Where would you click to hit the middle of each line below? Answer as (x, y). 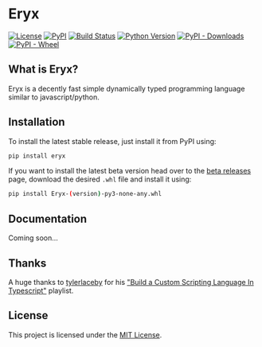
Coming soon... (33, 238)
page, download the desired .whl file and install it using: (100, 179)
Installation (37, 122)
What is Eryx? (43, 70)
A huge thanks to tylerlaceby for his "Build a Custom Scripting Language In (131, 282)
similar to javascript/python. (54, 97)
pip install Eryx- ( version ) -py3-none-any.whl (85, 194)
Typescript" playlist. (41, 290)
